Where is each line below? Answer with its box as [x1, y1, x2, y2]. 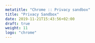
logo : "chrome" [5, 30, 37, 35]
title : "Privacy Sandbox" [5, 12, 59, 17]
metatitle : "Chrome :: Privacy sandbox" [5, 7, 91, 12]
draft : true [5, 21, 30, 26]
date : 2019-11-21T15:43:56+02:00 [5, 16, 75, 21]
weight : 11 [5, 26, 28, 31]
